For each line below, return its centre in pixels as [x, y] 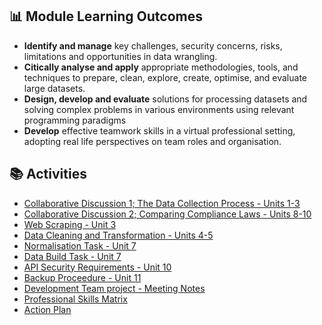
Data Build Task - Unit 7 [72, 256]
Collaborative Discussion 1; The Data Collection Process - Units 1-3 [162, 203]
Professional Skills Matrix [75, 299]
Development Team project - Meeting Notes [114, 288]
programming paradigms [75, 120]
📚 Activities [48, 174]
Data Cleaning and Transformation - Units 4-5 [118, 235]
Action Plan [47, 309]
